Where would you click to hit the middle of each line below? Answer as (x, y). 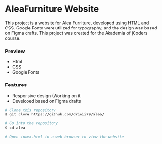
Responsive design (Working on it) (47, 96)
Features (16, 85)
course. (13, 38)
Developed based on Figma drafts (46, 101)
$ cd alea (15, 128)
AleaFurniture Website (52, 9)
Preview (15, 51)
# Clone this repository (30, 110)
